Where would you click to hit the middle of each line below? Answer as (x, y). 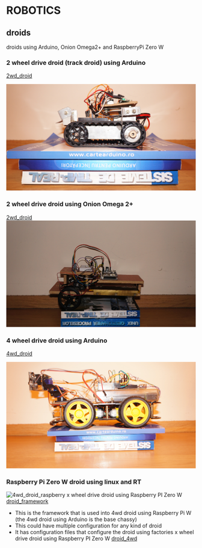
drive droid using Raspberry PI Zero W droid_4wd (76, 538)
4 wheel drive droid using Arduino (57, 340)
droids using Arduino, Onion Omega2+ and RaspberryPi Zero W (85, 47)
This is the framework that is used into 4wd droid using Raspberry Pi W (103, 513)
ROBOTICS (34, 11)
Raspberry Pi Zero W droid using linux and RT (74, 482)
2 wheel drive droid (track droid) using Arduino (76, 63)
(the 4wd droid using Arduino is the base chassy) (76, 519)
